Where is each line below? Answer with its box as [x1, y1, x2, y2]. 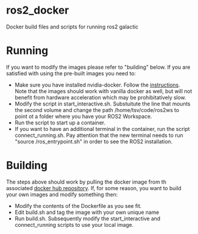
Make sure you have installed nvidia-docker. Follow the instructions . [14, 81, 180, 88]
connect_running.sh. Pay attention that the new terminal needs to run [14, 132, 183, 139]
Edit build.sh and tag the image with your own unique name [14, 209, 160, 216]
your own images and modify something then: [6, 191, 118, 198]
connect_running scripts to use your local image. [14, 221, 134, 228]
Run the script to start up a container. [14, 119, 106, 126]
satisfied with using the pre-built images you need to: [6, 69, 136, 77]
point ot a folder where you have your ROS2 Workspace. [14, 113, 152, 120]
